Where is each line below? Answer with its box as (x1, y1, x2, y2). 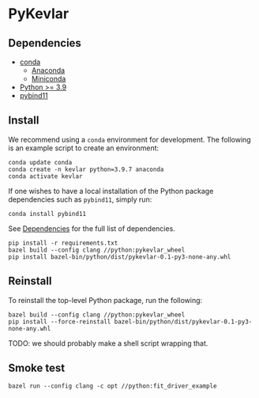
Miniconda (31, 74, 66, 83)
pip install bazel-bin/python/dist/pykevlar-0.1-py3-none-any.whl (8, 252, 231, 261)
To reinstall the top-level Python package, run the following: (8, 295, 203, 305)
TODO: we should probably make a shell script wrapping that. (8, 338, 208, 348)
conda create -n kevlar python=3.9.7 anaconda (8, 165, 164, 173)
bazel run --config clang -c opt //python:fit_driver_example (8, 382, 217, 390)
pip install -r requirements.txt (8, 239, 118, 247)
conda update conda (8, 158, 73, 166)
